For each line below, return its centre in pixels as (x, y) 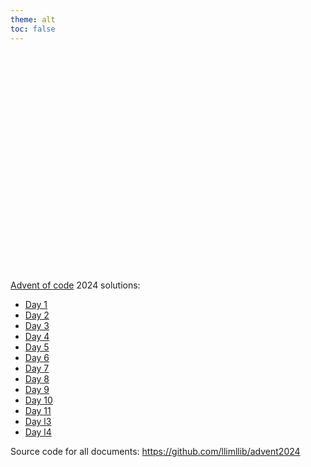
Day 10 (38, 400)
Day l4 (38, 432)
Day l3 (38, 421)
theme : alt (33, 19)
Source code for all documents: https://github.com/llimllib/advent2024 (155, 451)
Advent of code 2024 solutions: (75, 285)
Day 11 (38, 410)
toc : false (33, 29)
